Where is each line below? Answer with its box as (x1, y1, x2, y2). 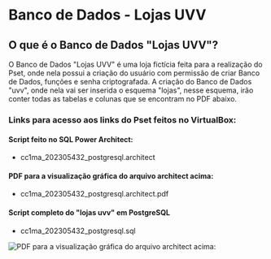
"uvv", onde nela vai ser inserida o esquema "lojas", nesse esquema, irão (8, 85, 254, 95)
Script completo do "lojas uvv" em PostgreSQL (8, 207, 171, 217)
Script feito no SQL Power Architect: (8, 134, 133, 144)
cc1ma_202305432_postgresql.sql (20, 226, 136, 235)
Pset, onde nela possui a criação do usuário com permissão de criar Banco (8, 68, 260, 78)
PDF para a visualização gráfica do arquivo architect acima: (8, 171, 214, 180)
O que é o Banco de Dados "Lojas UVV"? (8, 38, 218, 52)
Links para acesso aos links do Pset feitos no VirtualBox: (8, 114, 237, 125)
